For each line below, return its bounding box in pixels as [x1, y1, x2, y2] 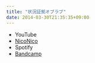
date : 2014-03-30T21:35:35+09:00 [6, 14, 90, 20]
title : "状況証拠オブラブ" [6, 8, 66, 15]
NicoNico [14, 37, 38, 44]
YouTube [14, 31, 37, 38]
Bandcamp [14, 50, 42, 57]
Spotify [14, 43, 33, 51]
